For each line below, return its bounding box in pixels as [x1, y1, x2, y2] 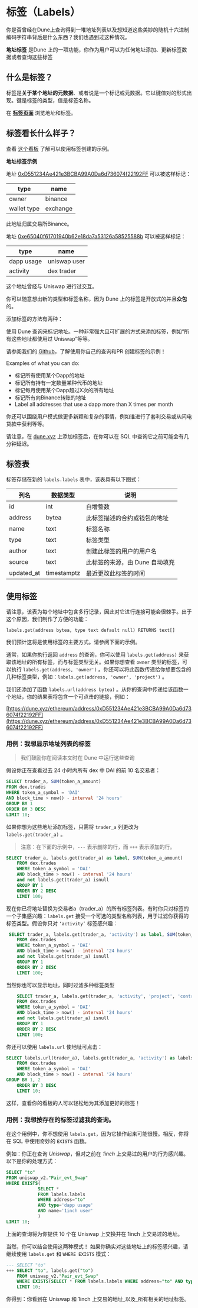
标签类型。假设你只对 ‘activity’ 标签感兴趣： [6, 919, 118, 926]
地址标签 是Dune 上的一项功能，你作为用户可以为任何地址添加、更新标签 [6, 46, 182, 53]
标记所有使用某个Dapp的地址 [14, 372, 85, 379]
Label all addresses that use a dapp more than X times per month [14, 401, 173, 408]
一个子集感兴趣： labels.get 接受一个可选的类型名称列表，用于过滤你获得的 [6, 912, 189, 919]
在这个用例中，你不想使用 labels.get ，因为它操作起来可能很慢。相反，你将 [6, 1131, 189, 1138]
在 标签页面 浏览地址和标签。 [6, 109, 77, 116]
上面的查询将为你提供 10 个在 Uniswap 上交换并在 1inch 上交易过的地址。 [6, 1230, 183, 1237]
